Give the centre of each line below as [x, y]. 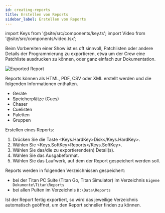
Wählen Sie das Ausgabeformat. [46, 155]
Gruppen [22, 120]
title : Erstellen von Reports [37, 15]
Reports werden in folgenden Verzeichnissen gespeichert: [65, 170]
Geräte [20, 94]
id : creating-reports [28, 10]
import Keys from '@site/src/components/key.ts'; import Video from [75, 34]
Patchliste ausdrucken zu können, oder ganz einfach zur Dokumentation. [80, 59]
